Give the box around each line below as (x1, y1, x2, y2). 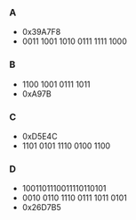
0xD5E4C (21, 131, 58, 141)
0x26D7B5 (21, 202, 61, 213)
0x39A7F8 (21, 27, 61, 38)
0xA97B (21, 88, 52, 99)
